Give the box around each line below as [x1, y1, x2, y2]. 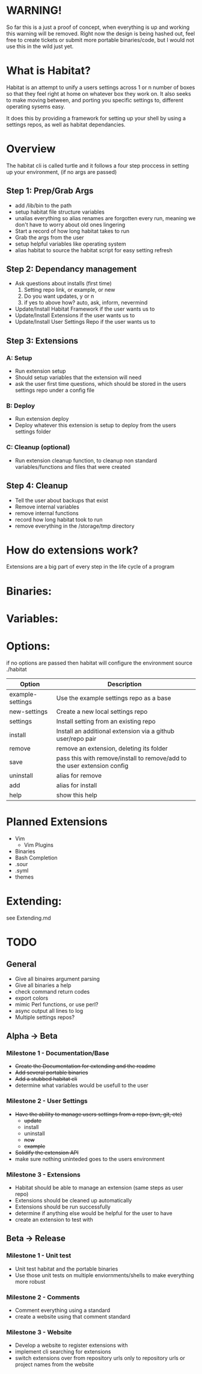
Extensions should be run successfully [14, 1203, 111, 1210]
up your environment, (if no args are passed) [6, 168, 117, 175]
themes [14, 873, 34, 880]
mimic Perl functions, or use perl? [14, 1000, 99, 1008]
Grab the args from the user [14, 234, 84, 241]
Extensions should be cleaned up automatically [14, 1196, 132, 1204]
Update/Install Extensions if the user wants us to [14, 312, 135, 319]
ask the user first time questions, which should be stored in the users [14, 380, 186, 388]
